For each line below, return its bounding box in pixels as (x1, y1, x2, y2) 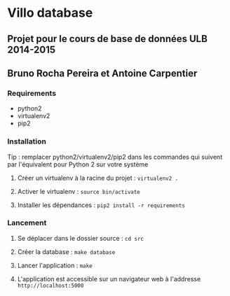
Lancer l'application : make (17, 261, 93, 269)
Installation (7, 136, 47, 146)
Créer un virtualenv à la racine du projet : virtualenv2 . (17, 174, 179, 182)
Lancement (7, 218, 47, 228)
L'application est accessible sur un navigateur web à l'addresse (17, 274, 201, 283)
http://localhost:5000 (17, 282, 84, 289)
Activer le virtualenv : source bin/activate (17, 187, 140, 195)
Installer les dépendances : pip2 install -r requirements (17, 201, 186, 209)
